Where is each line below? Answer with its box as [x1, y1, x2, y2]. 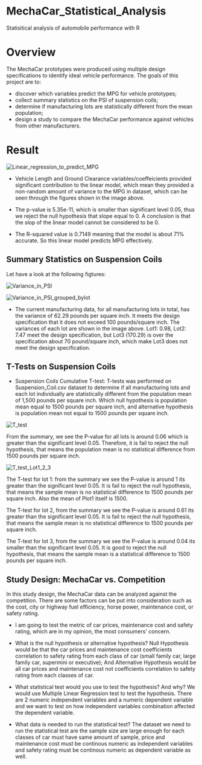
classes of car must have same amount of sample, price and [14, 734, 165, 741]
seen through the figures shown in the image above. [14, 194, 145, 201]
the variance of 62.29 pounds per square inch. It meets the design [14, 312, 180, 319]
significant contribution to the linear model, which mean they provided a [14, 181, 194, 189]
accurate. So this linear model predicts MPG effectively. [14, 237, 154, 244]
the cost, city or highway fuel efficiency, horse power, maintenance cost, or [6, 603, 194, 611]
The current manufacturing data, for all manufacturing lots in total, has [14, 305, 190, 312]
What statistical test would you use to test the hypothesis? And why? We [14, 683, 195, 691]
